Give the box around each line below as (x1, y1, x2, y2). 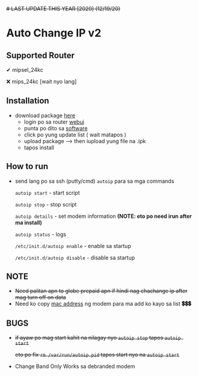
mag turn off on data (14, 294, 66, 301)
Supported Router (6, 50, 75, 60)
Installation (6, 96, 49, 106)
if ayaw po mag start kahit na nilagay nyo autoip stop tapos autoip (14, 334, 181, 342)
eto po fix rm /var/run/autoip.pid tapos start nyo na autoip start (14, 351, 179, 358)
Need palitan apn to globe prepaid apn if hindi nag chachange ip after (14, 287, 188, 295)
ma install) (14, 218, 42, 226)
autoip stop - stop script (14, 200, 77, 208)
